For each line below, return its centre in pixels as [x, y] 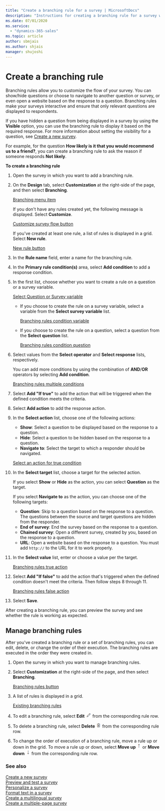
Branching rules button [36, 687]
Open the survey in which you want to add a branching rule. [73, 175]
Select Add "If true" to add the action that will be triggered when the [82, 393]
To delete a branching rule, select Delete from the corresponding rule [86, 726]
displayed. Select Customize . [42, 214]
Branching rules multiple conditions [48, 384]
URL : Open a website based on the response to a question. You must [89, 542]
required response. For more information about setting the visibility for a [78, 131]
